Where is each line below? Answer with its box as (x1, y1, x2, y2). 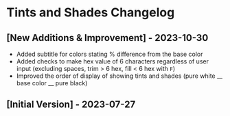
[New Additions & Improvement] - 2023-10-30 (6, 32, 209, 44)
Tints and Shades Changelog (6, 5, 175, 20)
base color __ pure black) (16, 79, 88, 87)
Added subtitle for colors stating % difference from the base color (16, 50, 203, 58)
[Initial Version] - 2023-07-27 (6, 99, 136, 111)
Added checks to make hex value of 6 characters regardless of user (16, 57, 209, 66)
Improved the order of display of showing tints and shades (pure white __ (16, 72, 223, 80)
